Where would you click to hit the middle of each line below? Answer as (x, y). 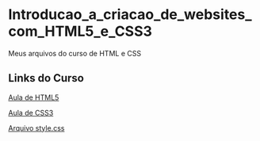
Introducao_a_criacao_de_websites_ (130, 15)
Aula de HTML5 (34, 97)
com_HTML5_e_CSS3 (80, 31)
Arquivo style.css (36, 128)
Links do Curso (46, 78)
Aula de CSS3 (31, 112)
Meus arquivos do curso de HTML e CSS (75, 53)
